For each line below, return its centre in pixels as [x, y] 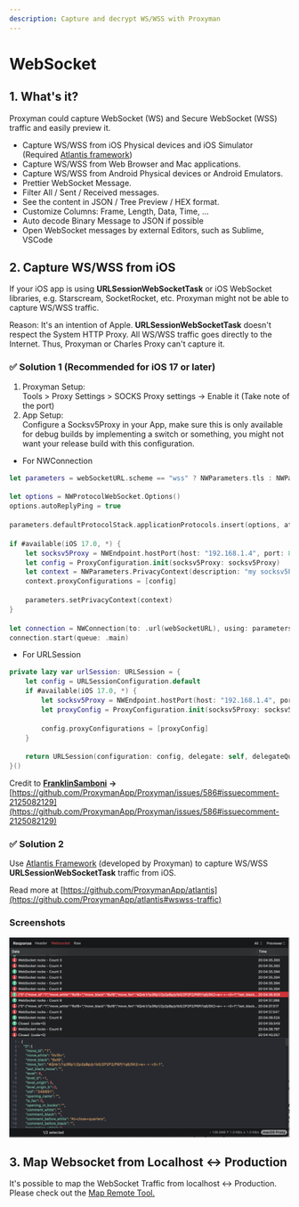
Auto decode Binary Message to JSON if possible [113, 220]
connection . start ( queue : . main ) [69, 638]
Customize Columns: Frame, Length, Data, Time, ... [115, 211]
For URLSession [52, 655]
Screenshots [37, 923]
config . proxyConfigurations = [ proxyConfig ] [125, 729]
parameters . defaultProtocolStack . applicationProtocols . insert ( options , [145, 526]
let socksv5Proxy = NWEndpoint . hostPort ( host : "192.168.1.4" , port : [155, 553]
